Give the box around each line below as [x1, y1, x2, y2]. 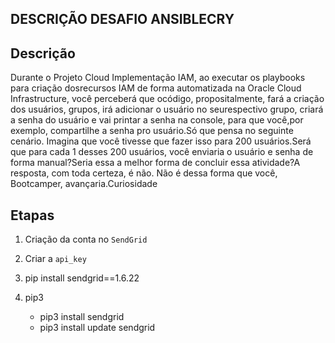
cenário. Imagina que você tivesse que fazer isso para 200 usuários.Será [10, 135, 312, 147]
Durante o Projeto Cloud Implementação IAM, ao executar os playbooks [10, 72, 306, 84]
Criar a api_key [24, 253, 87, 265]
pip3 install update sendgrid [39, 322, 156, 334]
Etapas [10, 207, 55, 224]
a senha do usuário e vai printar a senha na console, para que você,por [10, 114, 304, 126]
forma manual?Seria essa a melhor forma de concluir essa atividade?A [10, 157, 301, 169]
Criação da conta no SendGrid [24, 233, 148, 246]
